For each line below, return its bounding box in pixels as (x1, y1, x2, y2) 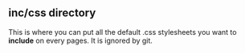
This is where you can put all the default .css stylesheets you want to (8, 27, 237, 36)
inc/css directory (8, 6, 96, 20)
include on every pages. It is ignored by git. (8, 36, 153, 45)
